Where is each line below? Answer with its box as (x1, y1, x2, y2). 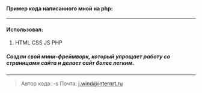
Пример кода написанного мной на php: (6, 5, 113, 12)
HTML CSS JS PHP (14, 39, 63, 46)
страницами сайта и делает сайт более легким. (6, 59, 135, 66)
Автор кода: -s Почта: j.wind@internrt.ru (20, 80, 123, 87)
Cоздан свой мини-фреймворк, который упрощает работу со (6, 53, 170, 60)
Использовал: (6, 26, 43, 33)
